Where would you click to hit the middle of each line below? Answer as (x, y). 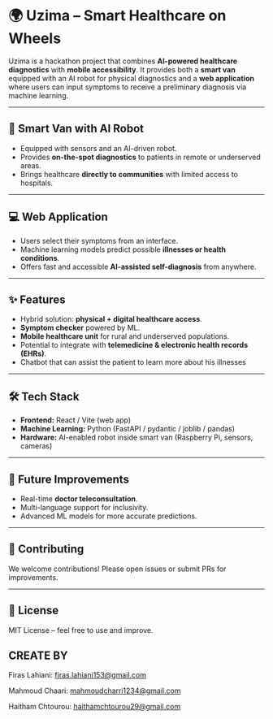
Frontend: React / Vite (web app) (76, 420)
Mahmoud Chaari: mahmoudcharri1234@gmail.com (95, 691)
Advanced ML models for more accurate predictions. (108, 516)
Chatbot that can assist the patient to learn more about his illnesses (133, 362)
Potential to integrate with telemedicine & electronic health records (134, 345)
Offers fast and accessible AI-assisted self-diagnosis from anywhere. (139, 266)
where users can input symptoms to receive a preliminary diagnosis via (128, 87)
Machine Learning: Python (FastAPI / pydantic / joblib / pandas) (128, 429)
